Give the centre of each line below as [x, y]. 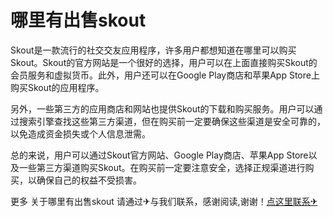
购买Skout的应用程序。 [57, 87]
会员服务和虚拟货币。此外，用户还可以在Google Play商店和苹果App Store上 [165, 75]
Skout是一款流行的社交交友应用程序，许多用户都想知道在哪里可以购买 [153, 50]
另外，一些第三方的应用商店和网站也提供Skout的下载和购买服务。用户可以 [162, 108]
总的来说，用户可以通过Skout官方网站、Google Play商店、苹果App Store [159, 155]
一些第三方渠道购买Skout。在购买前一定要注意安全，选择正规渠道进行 [162, 167]
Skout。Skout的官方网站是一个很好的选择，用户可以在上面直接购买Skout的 [164, 62]
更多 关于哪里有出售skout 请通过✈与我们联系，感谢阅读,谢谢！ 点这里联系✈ [164, 201]
